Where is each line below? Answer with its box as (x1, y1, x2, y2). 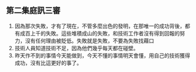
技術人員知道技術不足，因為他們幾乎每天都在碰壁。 (14, 44, 139, 51)
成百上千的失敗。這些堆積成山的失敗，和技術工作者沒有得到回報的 (19, 30, 180, 37)
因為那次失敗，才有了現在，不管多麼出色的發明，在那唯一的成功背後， (14, 22, 185, 30)
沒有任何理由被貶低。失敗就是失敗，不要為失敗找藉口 (25, 37, 154, 44)
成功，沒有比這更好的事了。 (14, 59, 82, 66)
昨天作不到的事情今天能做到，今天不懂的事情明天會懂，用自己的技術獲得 (14, 52, 190, 59)
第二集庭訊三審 (6, 5, 61, 16)
